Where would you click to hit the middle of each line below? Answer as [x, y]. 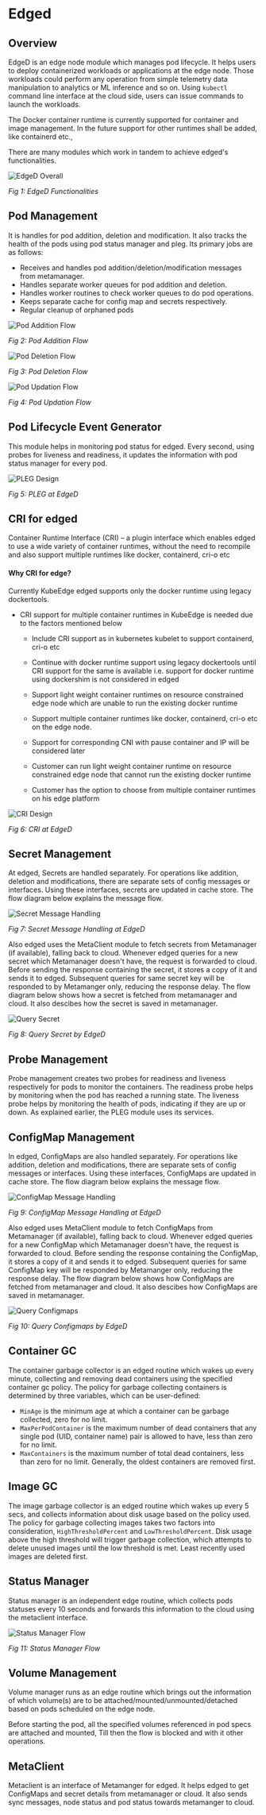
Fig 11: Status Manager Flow [54, 1648]
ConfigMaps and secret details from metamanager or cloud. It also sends [128, 1794]
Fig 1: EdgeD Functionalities [54, 191]
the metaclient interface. [48, 1617]
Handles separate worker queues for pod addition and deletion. [123, 284]
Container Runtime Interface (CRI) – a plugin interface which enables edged [132, 538]
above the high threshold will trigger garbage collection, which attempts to [130, 1539]
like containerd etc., [40, 137]
